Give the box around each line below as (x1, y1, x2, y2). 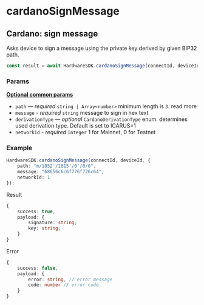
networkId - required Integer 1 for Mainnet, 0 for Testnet (15, 129, 156, 136)
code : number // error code (28, 282, 99, 288)
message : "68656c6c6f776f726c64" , (17, 169, 104, 175)
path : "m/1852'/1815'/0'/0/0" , (17, 163, 97, 170)
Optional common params (6, 91, 73, 98)
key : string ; (28, 225, 61, 231)
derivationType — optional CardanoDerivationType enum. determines (15, 115, 188, 123)
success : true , (17, 208, 56, 214)
